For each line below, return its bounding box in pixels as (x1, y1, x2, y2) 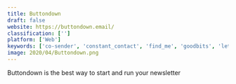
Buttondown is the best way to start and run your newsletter (7, 68, 181, 77)
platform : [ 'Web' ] (7, 36, 61, 43)
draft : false (7, 17, 46, 24)
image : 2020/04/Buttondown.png (7, 50, 99, 57)
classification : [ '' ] (7, 29, 71, 37)
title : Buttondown (7, 10, 61, 17)
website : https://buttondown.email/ (7, 23, 114, 30)
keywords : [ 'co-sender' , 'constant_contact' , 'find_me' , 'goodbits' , (7, 43, 216, 50)
